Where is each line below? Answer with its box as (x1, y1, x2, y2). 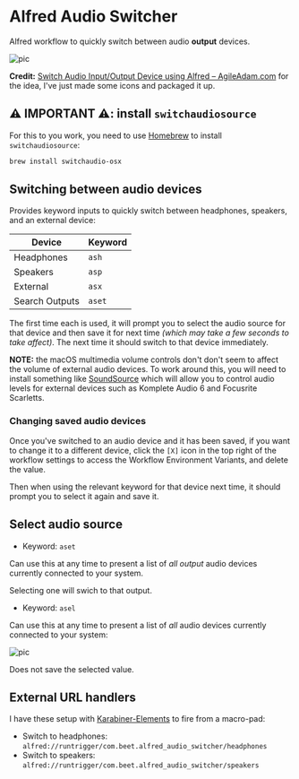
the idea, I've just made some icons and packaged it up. (9, 80, 216, 91)
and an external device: (9, 215, 96, 226)
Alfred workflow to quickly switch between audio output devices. (9, 36, 251, 47)
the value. (9, 463, 47, 474)
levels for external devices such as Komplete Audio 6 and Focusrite (9, 383, 258, 394)
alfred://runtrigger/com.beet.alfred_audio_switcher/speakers (21, 761, 260, 770)
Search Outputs (13, 295, 81, 307)
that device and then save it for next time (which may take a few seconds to (9, 327, 289, 338)
